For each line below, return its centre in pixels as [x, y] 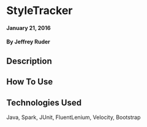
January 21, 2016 [28, 27]
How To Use [30, 82]
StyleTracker [40, 11]
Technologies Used [44, 102]
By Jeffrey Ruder [28, 42]
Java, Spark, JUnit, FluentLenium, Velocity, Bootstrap [73, 117]
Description [29, 61]
